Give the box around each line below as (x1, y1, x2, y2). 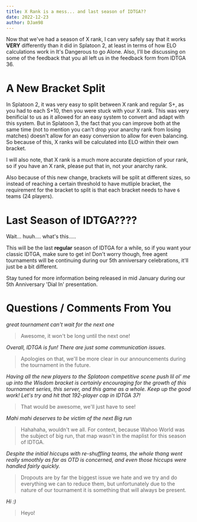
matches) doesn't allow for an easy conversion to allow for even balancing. (6, 132, 189, 139)
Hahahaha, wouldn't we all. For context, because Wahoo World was (20, 426, 185, 434)
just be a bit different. (6, 263, 58, 270)
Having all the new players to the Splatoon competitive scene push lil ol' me (6, 373, 191, 380)
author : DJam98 (6, 19, 44, 25)
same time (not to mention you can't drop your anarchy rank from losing (6, 126, 181, 133)
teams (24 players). (6, 193, 54, 200)
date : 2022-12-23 (6, 14, 49, 20)
